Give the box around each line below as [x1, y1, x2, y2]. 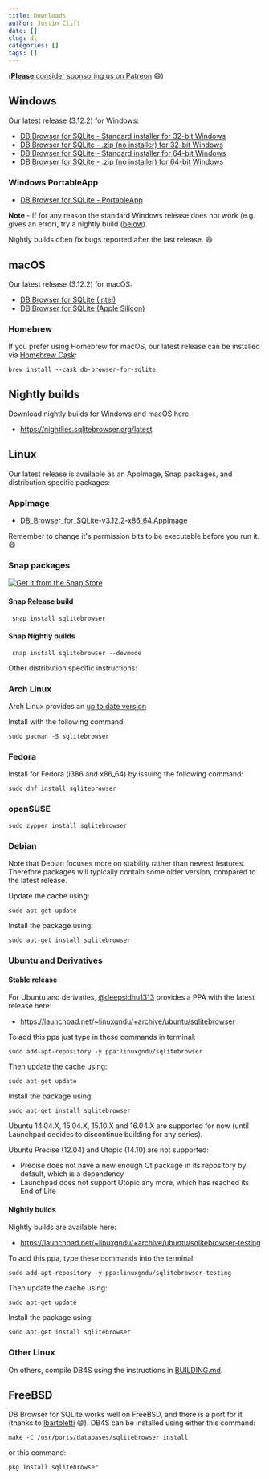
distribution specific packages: [8, 477, 111, 487]
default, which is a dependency [19, 1169, 124, 1179]
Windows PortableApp [8, 177, 99, 188]
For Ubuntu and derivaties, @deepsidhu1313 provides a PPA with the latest [8, 992, 255, 1002]
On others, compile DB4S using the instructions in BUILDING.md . [8, 1365, 223, 1375]
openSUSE [8, 804, 51, 815]
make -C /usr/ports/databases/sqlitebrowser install [8, 1434, 189, 1442]
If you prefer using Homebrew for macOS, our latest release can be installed [8, 342, 260, 352]
